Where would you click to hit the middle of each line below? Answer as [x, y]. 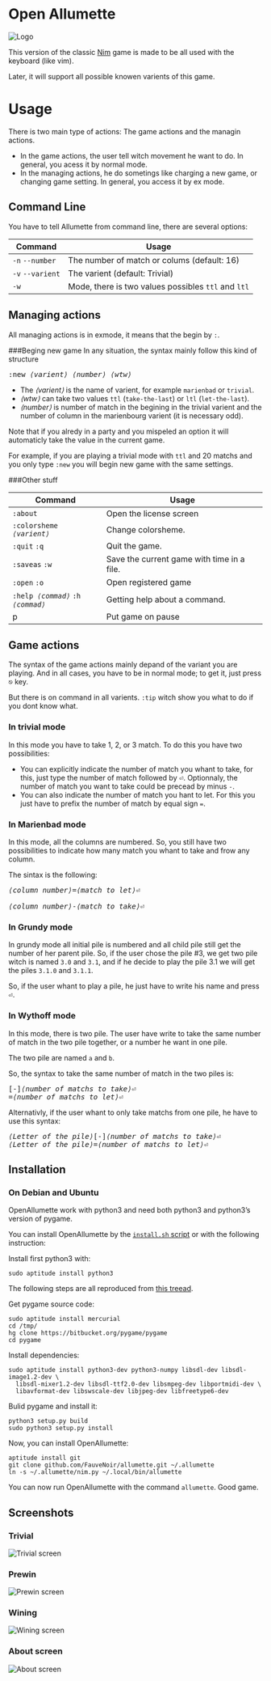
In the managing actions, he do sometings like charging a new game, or [139, 173]
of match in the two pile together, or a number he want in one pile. [118, 1042]
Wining [23, 1613]
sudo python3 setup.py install [61, 1429]
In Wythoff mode [42, 1016]
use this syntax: [35, 1120]
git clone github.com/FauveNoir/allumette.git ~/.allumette [112, 1465]
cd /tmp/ [23, 1326]
